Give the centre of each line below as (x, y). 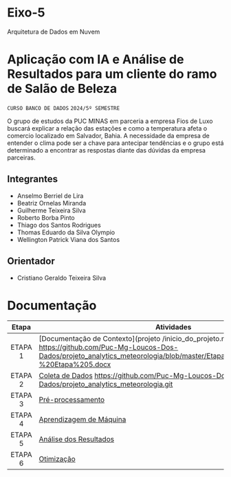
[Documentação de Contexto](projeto (100, 339)
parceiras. (21, 157)
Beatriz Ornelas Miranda (52, 203)
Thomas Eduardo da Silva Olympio (66, 232)
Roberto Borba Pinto (46, 217)
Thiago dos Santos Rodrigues (59, 225)
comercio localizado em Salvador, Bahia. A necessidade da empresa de (108, 135)
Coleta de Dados (66, 376)
